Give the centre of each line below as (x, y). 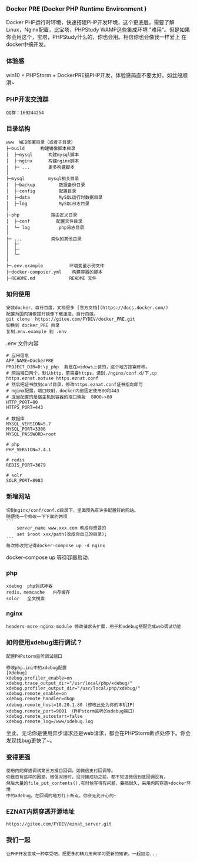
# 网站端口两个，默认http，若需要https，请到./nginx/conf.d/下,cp (81, 373)
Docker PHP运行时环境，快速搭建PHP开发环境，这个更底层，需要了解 (90, 22)
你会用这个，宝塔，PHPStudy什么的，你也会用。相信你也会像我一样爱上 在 (96, 37)
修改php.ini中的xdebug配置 (36, 668)
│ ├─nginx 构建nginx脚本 (43, 161)
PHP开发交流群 (27, 99)
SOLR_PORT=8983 (25, 481)
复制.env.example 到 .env (36, 332)
